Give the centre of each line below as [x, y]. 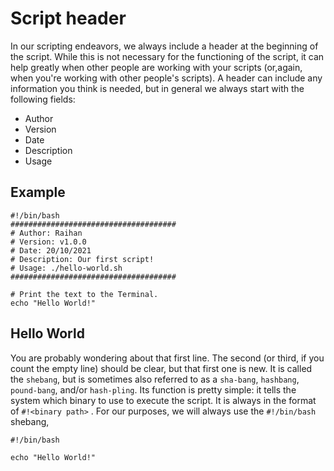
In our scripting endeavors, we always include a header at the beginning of [164, 46]
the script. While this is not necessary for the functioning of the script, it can [167, 56]
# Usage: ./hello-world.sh [66, 268]
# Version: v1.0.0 [48, 242]
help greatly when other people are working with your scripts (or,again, [156, 67]
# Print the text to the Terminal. [84, 294]
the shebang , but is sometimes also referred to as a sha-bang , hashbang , [155, 379]
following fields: [43, 99]
